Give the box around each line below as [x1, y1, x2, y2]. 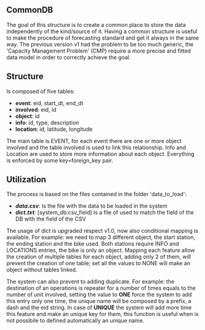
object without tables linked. [6, 266, 78, 274]
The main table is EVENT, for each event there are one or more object [6, 137, 182, 144]
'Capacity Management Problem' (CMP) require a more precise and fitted [6, 47, 192, 54]
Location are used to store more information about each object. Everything [6, 150, 195, 158]
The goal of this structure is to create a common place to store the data [6, 21, 186, 28]
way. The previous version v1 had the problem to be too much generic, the [6, 40, 194, 48]
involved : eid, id [15, 106, 57, 113]
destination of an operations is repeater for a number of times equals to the [6, 284, 196, 292]
